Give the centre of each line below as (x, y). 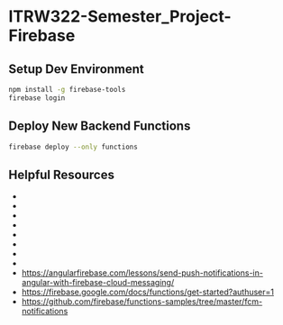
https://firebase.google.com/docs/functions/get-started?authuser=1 (147, 292)
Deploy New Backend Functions (100, 126)
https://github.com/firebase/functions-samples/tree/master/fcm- (142, 302)
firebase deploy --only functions (73, 147)
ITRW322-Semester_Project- (120, 17)
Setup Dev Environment (77, 69)
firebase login (37, 98)
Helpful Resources (61, 174)
